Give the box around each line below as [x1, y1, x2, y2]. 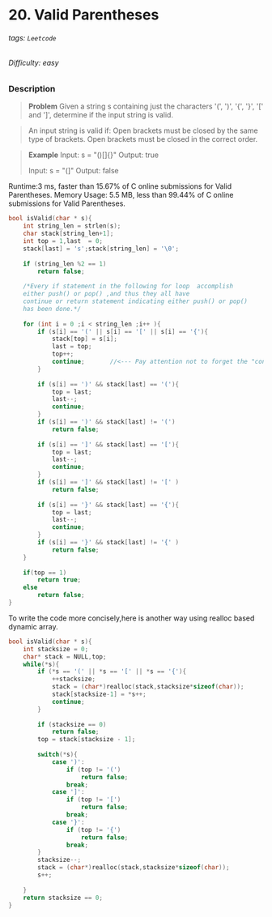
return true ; [37, 576, 82, 584]
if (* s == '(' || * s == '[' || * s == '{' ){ [37, 667, 187, 676]
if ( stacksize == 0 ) [37, 720, 107, 728]
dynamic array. [8, 621, 58, 631]
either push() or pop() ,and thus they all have [23, 290, 190, 298]
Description [8, 83, 56, 94]
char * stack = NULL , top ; [23, 652, 107, 661]
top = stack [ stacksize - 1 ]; [37, 736, 136, 744]
